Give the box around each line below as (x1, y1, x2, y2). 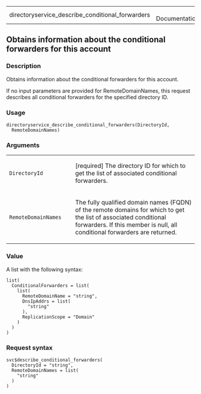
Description (6, 62, 41, 71)
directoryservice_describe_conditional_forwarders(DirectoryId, (6, 122, 170, 128)
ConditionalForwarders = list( (11, 282, 90, 289)
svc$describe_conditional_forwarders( (6, 357, 103, 363)
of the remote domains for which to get (75, 206, 185, 214)
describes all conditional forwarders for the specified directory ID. (6, 93, 169, 100)
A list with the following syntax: (6, 265, 83, 273)
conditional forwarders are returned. (75, 228, 177, 237)
